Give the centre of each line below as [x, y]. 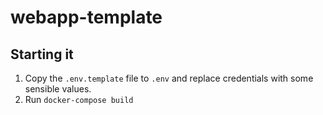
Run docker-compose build [79, 99]
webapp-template [86, 17]
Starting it [42, 54]
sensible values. [58, 89]
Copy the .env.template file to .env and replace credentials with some [169, 78]
